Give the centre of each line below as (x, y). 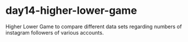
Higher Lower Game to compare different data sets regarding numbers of (94, 26)
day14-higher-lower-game (71, 11)
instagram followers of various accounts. (55, 32)
